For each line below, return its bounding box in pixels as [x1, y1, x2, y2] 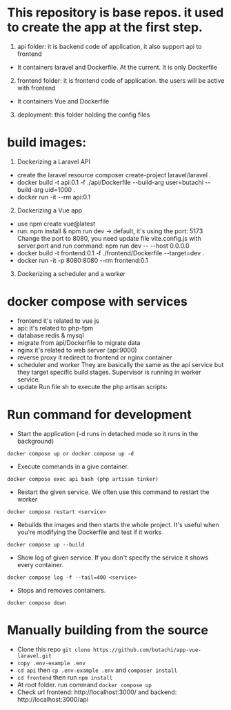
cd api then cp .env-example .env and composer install [17, 666, 178, 674]
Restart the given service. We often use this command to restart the [17, 488, 210, 496]
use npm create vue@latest [17, 219, 96, 228]
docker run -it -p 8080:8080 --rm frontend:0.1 [17, 256, 148, 264]
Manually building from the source [7, 622, 209, 638]
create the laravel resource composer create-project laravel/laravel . [17, 170, 212, 179]
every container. [17, 560, 64, 569]
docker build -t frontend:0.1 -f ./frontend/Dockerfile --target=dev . [17, 248, 205, 257]
